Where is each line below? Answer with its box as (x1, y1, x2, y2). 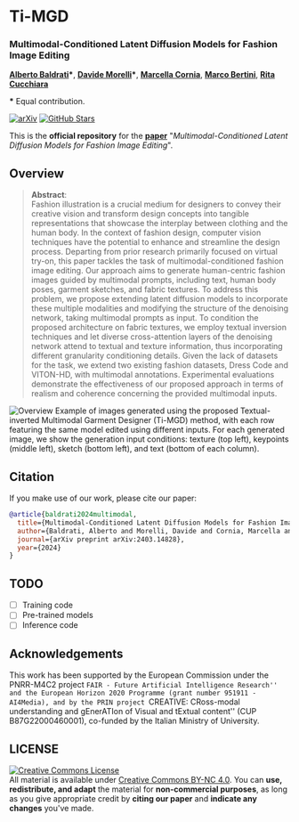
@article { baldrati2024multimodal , (9, 510, 138, 519)
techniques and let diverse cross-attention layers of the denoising (30, 331, 273, 342)
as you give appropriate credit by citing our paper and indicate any (9, 793, 258, 803)
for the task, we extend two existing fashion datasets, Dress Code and (30, 360, 289, 370)
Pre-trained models (21, 610, 93, 621)
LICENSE (9, 741, 60, 756)
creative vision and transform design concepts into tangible (30, 208, 249, 219)
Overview (9, 166, 65, 181)
